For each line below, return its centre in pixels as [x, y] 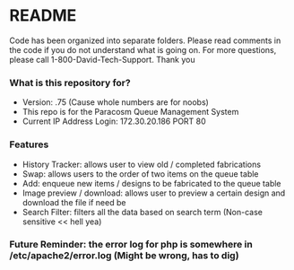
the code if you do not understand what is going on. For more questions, [143, 49]
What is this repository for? [70, 83]
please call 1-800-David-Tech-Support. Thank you [102, 59]
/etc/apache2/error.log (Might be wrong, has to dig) [124, 256]
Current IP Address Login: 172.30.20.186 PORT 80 [114, 121]
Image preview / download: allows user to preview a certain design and [154, 193]
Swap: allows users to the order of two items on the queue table [140, 174]
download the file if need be [74, 202]
